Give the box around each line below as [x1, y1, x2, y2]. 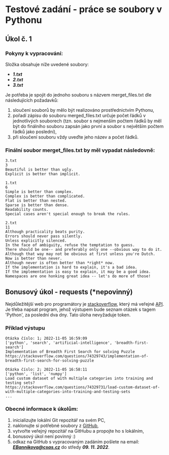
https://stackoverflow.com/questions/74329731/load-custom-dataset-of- [5, 385, 160, 390]
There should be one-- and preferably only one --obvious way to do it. [5, 247, 162, 252]
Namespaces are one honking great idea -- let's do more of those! [5, 274, 151, 279]
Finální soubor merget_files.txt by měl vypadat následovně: [5, 146, 155, 153]
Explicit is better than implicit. [5, 172, 81, 177]
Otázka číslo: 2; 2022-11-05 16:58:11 [5, 367, 87, 372]
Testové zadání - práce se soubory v [5, 4, 162, 15]
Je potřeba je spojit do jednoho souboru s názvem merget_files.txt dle [5, 91, 152, 97]
